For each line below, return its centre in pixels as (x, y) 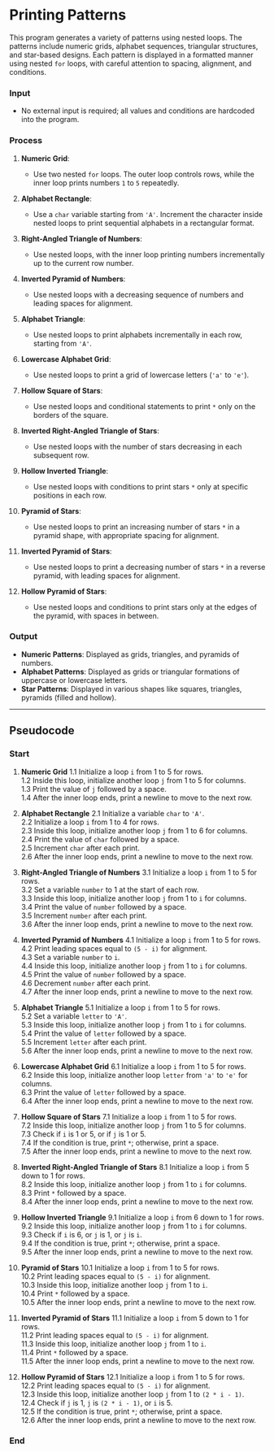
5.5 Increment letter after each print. (84, 1041)
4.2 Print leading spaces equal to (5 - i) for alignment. (114, 948)
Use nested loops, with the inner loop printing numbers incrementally (149, 254)
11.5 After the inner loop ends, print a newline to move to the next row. (138, 1361)
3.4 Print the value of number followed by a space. (104, 906)
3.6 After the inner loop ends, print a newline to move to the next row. (137, 924)
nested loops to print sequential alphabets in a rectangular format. (144, 223)
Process (26, 141)
